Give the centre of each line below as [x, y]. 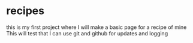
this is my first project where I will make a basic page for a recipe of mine [96, 27]
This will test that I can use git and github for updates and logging [87, 33]
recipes [25, 11]
